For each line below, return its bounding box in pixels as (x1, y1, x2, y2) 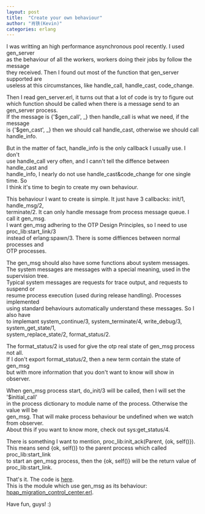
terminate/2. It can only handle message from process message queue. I (6, 209, 190, 216)
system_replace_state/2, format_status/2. (6, 331, 111, 338)
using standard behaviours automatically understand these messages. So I (6, 305, 195, 312)
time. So (6, 177, 28, 184)
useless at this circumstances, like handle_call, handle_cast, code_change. (6, 82, 195, 89)
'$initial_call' (6, 393, 38, 401)
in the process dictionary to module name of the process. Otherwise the (6, 400, 188, 408)
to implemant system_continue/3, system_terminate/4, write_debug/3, (6, 318, 182, 325)
